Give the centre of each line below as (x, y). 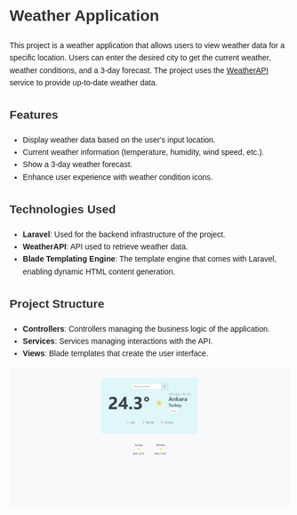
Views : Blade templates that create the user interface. (116, 354)
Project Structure (57, 303)
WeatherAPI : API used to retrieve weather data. (105, 247)
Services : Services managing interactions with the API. (118, 342)
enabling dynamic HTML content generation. (99, 271)
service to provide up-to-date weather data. (84, 82)
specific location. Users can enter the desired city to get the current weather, (140, 58)
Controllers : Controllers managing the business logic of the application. (146, 329)
